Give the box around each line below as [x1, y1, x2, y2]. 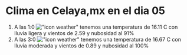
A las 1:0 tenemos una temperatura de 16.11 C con [14, 23, 178, 30]
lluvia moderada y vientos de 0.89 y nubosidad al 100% [14, 42, 149, 49]
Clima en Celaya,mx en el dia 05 [5, 4, 166, 18]
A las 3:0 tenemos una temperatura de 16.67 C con [14, 36, 181, 43]
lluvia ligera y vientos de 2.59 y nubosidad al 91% [14, 29, 134, 36]
